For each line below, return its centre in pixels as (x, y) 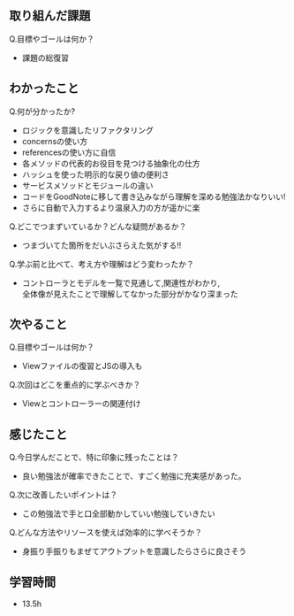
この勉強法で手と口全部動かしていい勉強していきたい (118, 514)
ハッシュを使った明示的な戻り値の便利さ (95, 174)
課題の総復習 (45, 58)
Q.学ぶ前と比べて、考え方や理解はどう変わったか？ (102, 264)
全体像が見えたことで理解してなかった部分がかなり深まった (130, 294)
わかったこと (44, 88)
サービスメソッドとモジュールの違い (87, 185)
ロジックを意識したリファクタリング (88, 130)
